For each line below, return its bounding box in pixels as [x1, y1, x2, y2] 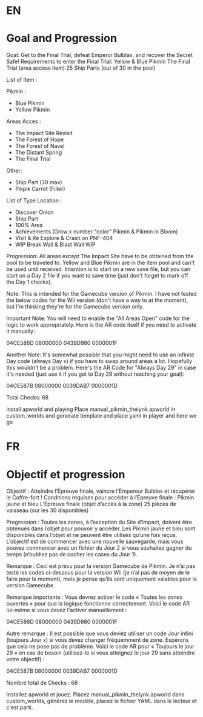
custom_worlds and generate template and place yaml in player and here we [6, 412, 197, 419]
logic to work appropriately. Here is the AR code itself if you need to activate [6, 321, 197, 328]
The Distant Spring [15, 149, 62, 156]
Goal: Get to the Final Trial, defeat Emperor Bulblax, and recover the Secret [6, 52, 193, 59]
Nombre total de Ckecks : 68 [6, 679, 78, 687]
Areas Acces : [6, 118, 41, 125]
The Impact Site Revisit [15, 130, 73, 137]
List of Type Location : [6, 197, 62, 204]
